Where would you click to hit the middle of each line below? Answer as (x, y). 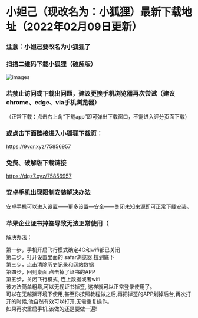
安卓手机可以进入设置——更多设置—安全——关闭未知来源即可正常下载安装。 (99, 206)
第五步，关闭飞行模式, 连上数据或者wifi (53, 279)
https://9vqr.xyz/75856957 (39, 146)
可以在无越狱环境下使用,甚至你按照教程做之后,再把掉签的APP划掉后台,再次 (96, 294)
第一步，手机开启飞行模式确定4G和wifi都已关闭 (63, 250)
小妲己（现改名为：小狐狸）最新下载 (94, 12)
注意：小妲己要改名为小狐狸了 (49, 47)
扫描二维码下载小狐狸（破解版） (52, 64)
